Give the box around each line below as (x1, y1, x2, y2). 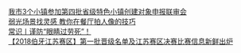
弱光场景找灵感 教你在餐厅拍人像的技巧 (8, 17, 136, 26)
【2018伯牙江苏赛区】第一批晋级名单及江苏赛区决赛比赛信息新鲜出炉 (8, 36, 233, 46)
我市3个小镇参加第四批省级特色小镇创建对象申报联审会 (8, 7, 187, 16)
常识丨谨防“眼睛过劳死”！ (8, 27, 91, 36)
